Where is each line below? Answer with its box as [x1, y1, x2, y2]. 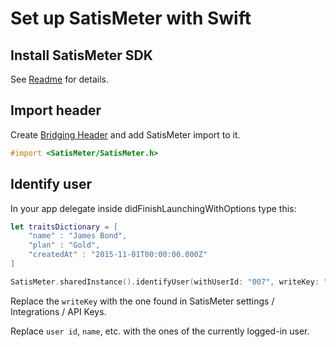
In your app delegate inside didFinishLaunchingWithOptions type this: [10, 202, 297, 214]
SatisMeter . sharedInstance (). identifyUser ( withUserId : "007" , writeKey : [10, 277, 320, 287]
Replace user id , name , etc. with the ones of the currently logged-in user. [10, 325, 310, 337]
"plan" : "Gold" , [28, 240, 101, 251]
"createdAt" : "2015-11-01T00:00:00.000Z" [28, 250, 208, 260]
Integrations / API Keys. [10, 305, 107, 317]
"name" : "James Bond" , [28, 231, 128, 241]
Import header [10, 102, 102, 119]
